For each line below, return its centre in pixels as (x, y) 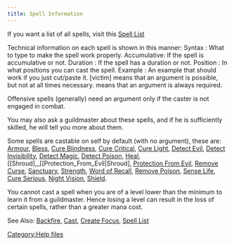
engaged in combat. (36, 106)
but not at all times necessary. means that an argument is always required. (115, 84)
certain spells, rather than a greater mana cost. (75, 207)
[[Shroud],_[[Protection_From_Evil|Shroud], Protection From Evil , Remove (113, 163)
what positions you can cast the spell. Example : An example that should (112, 70)
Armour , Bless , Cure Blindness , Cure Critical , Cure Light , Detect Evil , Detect (116, 148)
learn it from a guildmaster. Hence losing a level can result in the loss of (111, 199)
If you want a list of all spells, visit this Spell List (76, 34)
